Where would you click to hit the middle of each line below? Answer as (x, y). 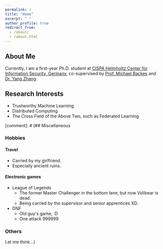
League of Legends (32, 188)
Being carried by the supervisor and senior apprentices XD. (79, 203)
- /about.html (24, 37)
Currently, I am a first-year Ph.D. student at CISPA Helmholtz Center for (76, 68)
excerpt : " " (18, 19)
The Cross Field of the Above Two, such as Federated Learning (75, 116)
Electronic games (23, 177)
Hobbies (15, 138)
